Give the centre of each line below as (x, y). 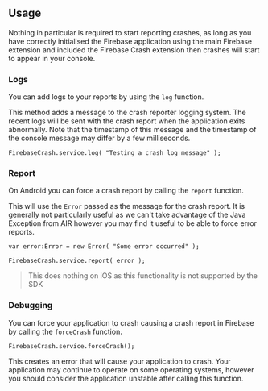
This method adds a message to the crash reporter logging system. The (128, 113)
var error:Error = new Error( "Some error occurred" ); (104, 247)
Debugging (31, 306)
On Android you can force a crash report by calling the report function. (126, 191)
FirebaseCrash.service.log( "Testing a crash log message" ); (115, 153)
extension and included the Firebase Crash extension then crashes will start (134, 50)
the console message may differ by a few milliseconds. (99, 138)
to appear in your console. (52, 58)
